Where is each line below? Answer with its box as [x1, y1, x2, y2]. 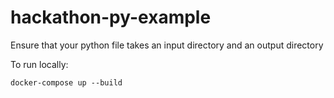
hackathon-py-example [10, 6, 212, 29]
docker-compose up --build [10, 77, 123, 88]
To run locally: [10, 58, 69, 70]
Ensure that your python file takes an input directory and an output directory [10, 39, 324, 51]
